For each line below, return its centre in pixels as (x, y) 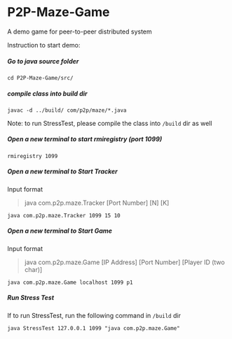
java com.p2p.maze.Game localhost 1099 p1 (70, 282)
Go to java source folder (43, 61)
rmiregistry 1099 (33, 156)
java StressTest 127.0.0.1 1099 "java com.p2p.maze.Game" (94, 328)
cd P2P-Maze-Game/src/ (40, 78)
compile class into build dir (47, 93)
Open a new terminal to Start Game (60, 231)
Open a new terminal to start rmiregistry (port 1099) (85, 139)
